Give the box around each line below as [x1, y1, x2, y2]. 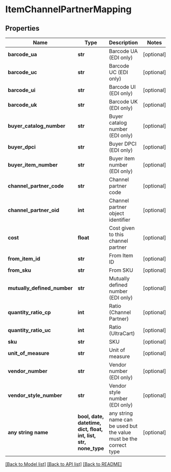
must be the [108, 435, 137, 442]
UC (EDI [108, 69, 128, 76]
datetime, [77, 419, 101, 426]
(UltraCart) [108, 330, 135, 337]
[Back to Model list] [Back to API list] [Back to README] [5, 461, 122, 467]
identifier [108, 216, 131, 223]
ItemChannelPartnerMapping [5, 4, 132, 15]
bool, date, [77, 413, 104, 420]
